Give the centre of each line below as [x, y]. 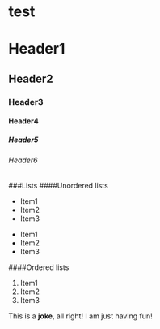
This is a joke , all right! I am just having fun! [80, 316]
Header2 [31, 78]
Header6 [23, 160]
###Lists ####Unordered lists [59, 185]
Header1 [37, 49]
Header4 [23, 121]
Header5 [23, 140]
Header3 [26, 102]
